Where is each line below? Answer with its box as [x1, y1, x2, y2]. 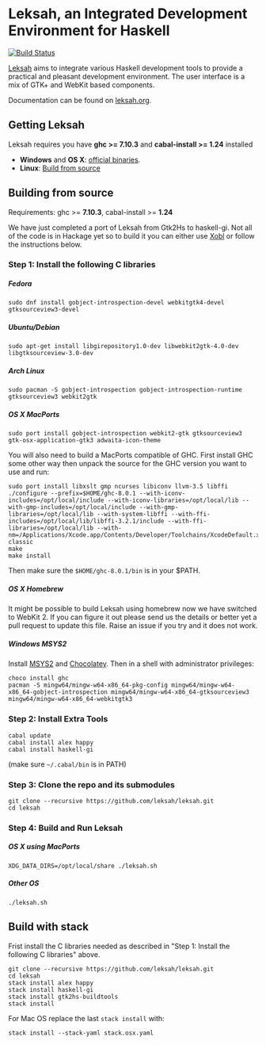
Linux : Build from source [19, 163, 101, 173]
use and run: [8, 467, 50, 477]
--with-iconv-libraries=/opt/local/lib [107, 496, 239, 504]
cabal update [8, 731, 51, 740]
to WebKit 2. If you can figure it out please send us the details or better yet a [8, 612, 257, 622]
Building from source [8, 186, 114, 200]
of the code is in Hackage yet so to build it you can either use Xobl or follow [8, 231, 255, 240]
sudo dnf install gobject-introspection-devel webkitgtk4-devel [8, 299, 225, 307]
